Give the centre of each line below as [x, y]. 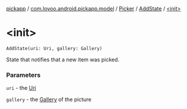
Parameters [23, 75]
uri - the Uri [21, 88]
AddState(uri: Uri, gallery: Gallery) [54, 48]
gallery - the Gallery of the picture [49, 99]
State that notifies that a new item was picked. [63, 60]
